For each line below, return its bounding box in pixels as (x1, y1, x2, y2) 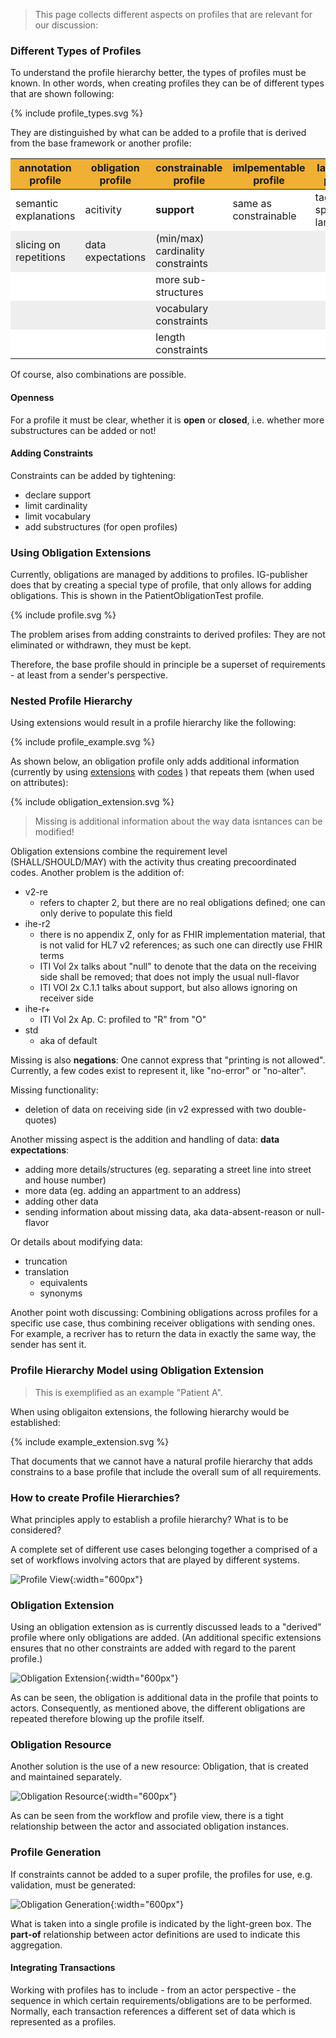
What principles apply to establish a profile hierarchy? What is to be (10, 1513, 289, 1525)
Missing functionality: (10, 1084, 99, 1096)
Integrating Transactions (10, 1962, 116, 1974)
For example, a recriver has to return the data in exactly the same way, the (10, 1328, 317, 1340)
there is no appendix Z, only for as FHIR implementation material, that (39, 929, 326, 941)
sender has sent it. (10, 1339, 87, 1351)
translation (24, 1266, 70, 1278)
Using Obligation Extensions (10, 545, 152, 559)
